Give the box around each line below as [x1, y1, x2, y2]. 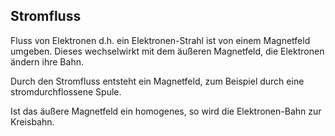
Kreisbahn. [10, 115, 55, 128]
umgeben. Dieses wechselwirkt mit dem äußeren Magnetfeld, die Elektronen [10, 45, 325, 57]
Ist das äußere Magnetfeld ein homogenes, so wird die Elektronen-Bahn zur [10, 105, 322, 117]
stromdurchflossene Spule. [10, 85, 122, 98]
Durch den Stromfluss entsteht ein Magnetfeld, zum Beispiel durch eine [10, 75, 305, 87]
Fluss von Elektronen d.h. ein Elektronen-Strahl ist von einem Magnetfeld [10, 34, 311, 46]
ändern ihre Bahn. [10, 55, 84, 68]
